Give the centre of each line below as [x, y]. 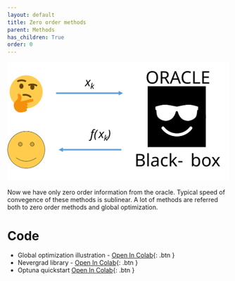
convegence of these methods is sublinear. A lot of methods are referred [113, 200]
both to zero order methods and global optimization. [83, 207]
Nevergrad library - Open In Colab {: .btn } [78, 263]
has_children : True [36, 37]
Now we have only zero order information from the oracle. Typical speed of [116, 192]
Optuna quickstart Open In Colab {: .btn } [76, 270]
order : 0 [20, 45]
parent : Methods [31, 30]
